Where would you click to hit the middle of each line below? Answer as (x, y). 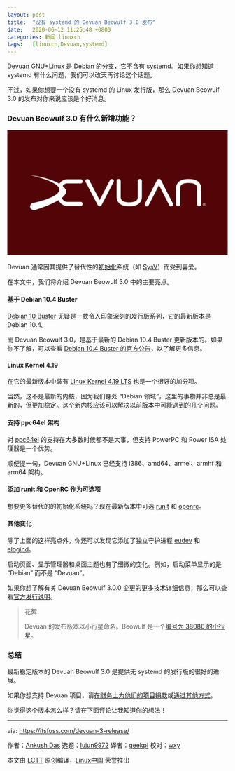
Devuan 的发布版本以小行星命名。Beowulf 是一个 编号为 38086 (114, 626)
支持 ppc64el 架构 (34, 422)
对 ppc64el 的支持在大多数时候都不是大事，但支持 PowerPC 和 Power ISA (113, 439)
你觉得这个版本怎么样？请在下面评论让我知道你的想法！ (87, 710)
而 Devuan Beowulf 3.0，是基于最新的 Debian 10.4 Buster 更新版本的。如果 (115, 340)
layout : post (26, 15)
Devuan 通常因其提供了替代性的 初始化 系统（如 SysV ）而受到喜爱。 (104, 267)
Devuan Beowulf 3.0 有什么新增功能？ (72, 119)
